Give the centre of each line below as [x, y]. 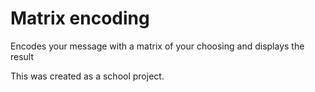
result [22, 56]
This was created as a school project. [87, 76]
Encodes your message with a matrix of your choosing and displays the [157, 46]
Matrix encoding [80, 18]
